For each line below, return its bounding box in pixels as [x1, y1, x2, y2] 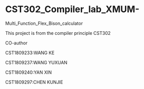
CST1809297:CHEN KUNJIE [5, 79, 63, 85]
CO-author [5, 39, 28, 46]
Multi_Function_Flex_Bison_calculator [5, 20, 83, 26]
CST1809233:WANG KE [5, 50, 55, 56]
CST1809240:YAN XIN [5, 69, 52, 75]
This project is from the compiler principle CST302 [5, 30, 111, 36]
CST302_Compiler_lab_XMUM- [5, 4, 140, 15]
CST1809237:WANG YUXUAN [5, 59, 68, 65]
